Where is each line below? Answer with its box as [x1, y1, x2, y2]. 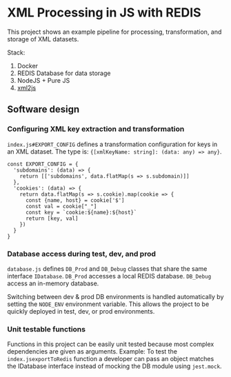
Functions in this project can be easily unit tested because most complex [7, 340, 214, 349]
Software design [7, 103, 80, 115]
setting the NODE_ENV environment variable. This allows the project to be [7, 300, 210, 308]
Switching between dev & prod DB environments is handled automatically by [7, 292, 224, 300]
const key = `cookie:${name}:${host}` [25, 209, 137, 216]
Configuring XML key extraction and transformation [7, 124, 185, 134]
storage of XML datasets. [7, 34, 79, 43]
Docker [17, 61, 39, 70]
